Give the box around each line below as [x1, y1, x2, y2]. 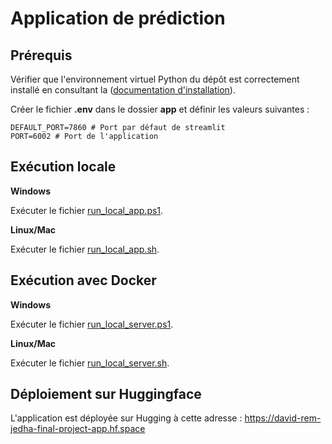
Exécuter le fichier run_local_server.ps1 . [10, 318, 174, 330]
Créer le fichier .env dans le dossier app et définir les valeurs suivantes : [10, 103, 310, 115]
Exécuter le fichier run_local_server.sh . [10, 357, 170, 369]
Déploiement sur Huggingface [10, 386, 202, 403]
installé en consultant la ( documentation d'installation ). [10, 84, 236, 96]
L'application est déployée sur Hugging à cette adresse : [10, 412, 243, 424]
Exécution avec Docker [10, 272, 157, 289]
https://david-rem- [244, 412, 322, 424]
